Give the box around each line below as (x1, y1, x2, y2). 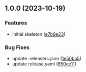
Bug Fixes (5, 43, 30, 51)
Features (5, 19, 27, 27)
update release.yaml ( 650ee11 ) (12, 61, 77, 67)
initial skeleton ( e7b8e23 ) (12, 31, 66, 37)
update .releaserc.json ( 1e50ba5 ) (12, 55, 82, 61)
